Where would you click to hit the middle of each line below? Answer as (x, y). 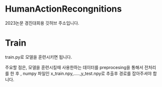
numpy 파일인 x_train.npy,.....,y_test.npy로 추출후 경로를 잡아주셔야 (87, 73)
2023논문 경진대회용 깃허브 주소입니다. (42, 23)
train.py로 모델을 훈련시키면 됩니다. (38, 57)
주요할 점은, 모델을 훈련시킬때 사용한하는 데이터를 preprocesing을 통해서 (74, 67)
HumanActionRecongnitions (63, 9)
